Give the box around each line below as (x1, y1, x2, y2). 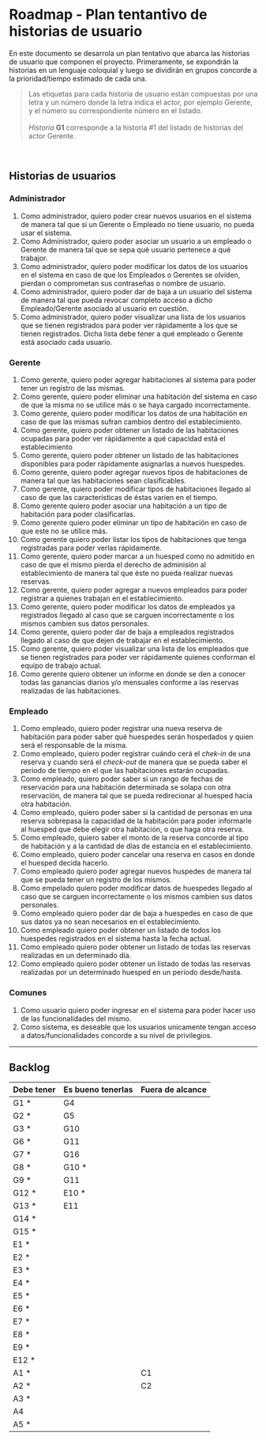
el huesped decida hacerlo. (20, 858, 110, 868)
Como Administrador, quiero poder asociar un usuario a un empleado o (20, 236, 252, 246)
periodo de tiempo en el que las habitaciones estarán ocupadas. (20, 766, 230, 775)
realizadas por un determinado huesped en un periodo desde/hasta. (20, 968, 243, 977)
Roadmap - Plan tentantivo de (9, 6, 208, 24)
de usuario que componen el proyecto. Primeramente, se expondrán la (9, 57, 239, 66)
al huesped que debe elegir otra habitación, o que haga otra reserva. (20, 824, 245, 834)
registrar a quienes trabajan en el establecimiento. (20, 593, 184, 603)
